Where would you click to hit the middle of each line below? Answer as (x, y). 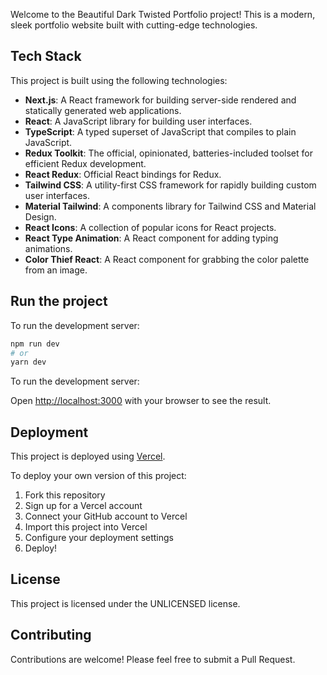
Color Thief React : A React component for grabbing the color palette (167, 259)
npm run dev (35, 344)
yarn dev (28, 362)
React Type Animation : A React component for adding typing (151, 238)
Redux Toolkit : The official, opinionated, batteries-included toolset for (168, 153)
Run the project (59, 301)
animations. (48, 248)
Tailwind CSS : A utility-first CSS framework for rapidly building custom (170, 185)
